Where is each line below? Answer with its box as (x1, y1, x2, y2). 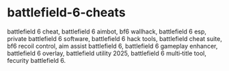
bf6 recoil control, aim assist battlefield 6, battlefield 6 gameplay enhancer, (7, 42, 218, 50)
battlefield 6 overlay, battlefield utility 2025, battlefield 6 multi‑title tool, (7, 49, 206, 57)
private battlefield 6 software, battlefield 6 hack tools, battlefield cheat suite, (7, 34, 222, 42)
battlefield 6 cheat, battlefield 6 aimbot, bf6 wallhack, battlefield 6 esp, (7, 27, 207, 35)
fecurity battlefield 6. (7, 56, 66, 64)
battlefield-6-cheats (7, 5, 126, 20)
